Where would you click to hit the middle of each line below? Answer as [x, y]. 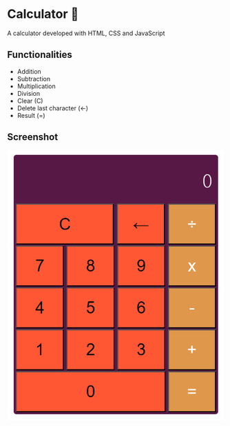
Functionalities [40, 55]
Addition [29, 71]
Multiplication [36, 86]
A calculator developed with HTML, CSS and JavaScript [86, 33]
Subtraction [33, 79]
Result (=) [31, 115]
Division [28, 93]
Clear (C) [30, 101]
